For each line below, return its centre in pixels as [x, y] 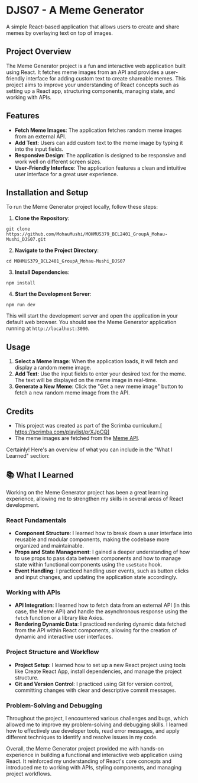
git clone [18, 229]
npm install [21, 283]
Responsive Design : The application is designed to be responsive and [100, 155]
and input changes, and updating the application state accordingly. [96, 577]
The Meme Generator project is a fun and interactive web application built [96, 66]
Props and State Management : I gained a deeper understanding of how [102, 552]
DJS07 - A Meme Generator [75, 10]
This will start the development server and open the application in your [92, 316]
